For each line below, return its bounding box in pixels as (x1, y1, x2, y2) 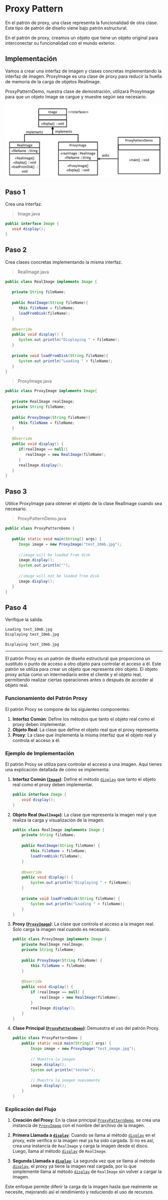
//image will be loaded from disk (18, 552, 91, 557)
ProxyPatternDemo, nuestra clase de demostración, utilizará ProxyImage (5, 88, 155, 94)
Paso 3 (5, 487, 27, 496)
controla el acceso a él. (12, 737, 61, 743)
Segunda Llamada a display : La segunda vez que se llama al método (12, 1158, 155, 1164)
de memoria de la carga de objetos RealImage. (5, 78, 101, 84)
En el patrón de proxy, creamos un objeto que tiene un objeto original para (5, 35, 158, 41)
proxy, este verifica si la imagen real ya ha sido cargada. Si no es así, (12, 1138, 154, 1144)
